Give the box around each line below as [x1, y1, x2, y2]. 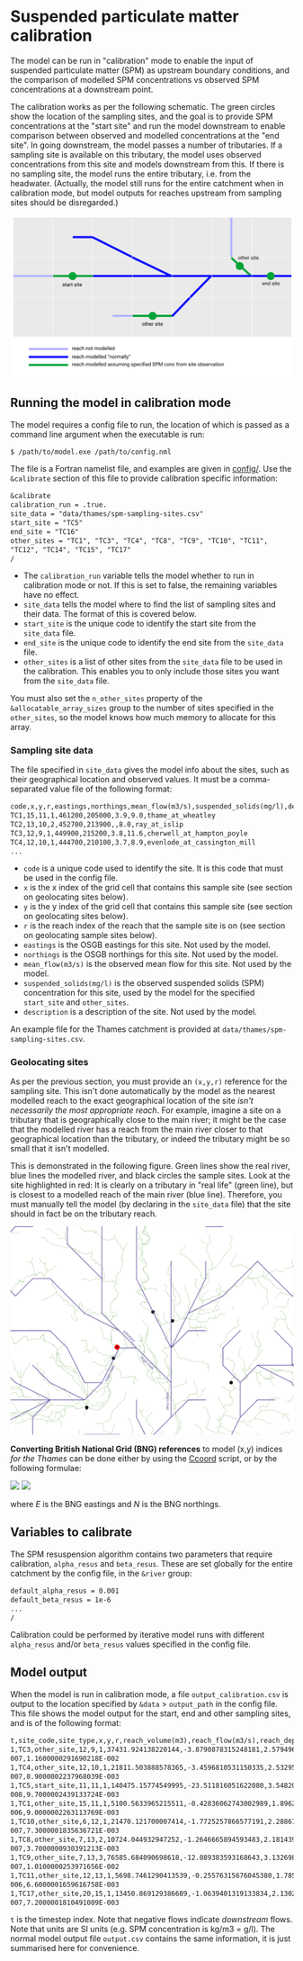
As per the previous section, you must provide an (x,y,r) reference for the [10, 1076, 288, 1087]
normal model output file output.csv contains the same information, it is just [10, 1933, 291, 1944]
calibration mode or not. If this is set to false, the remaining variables [22, 579, 278, 591]
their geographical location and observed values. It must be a [10, 773, 237, 784]
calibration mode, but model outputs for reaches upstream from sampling [10, 187, 282, 198]
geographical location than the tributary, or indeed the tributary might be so [10, 1134, 290, 1144]
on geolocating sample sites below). [22, 929, 158, 940]
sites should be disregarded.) [10, 196, 120, 208]
